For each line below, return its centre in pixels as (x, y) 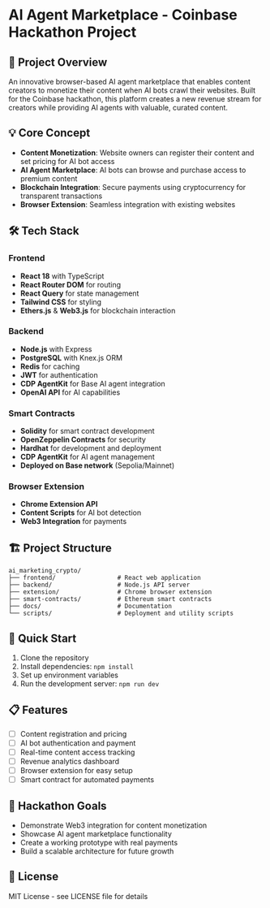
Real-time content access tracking (77, 752)
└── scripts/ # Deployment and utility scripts (121, 614)
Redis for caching (50, 366)
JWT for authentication (59, 374)
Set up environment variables (69, 675)
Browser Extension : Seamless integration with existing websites (128, 204)
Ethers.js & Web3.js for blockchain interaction (98, 310)
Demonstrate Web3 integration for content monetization (114, 825)
